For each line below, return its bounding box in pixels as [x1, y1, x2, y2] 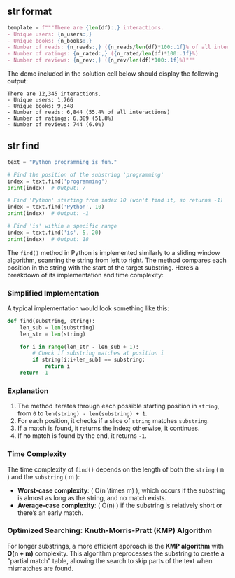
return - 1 [20, 369, 49, 377]
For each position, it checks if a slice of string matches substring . [17, 417, 210, 425]
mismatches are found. [7, 564, 73, 572]
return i [44, 363, 71, 370]
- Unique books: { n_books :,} [7, 37, 92, 44]
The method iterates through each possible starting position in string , [17, 402, 220, 411]
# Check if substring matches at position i [32, 350, 164, 357]
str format [7, 6, 52, 18]
